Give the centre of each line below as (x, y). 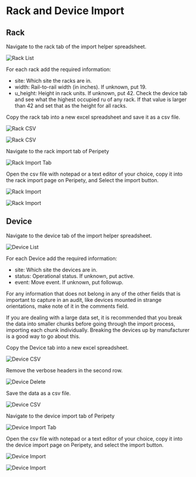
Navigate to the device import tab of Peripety (61, 416)
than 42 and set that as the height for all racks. (71, 106)
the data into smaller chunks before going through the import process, (91, 324)
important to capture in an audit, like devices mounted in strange (84, 300)
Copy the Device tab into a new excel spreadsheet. (67, 347)
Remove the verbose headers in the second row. (64, 370)
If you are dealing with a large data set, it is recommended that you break (94, 317)
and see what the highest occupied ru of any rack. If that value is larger (101, 99)
